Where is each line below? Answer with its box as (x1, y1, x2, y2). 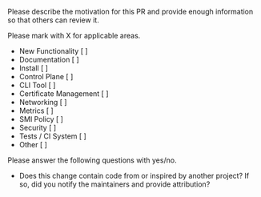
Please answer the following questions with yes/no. (7, 155, 177, 165)
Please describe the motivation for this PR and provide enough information (7, 7, 254, 16)
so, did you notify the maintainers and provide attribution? (18, 179, 211, 189)
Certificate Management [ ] (18, 89, 109, 98)
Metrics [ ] (18, 106, 54, 115)
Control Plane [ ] (18, 72, 74, 81)
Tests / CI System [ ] (18, 131, 87, 141)
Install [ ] (18, 63, 49, 73)
